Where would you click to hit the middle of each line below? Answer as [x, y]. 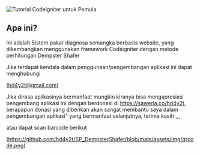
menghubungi [23, 73]
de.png [15, 145]
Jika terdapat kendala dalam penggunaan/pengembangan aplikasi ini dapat [99, 67]
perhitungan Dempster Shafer [43, 55]
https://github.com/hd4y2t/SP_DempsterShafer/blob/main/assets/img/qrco [101, 139]
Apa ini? [22, 28]
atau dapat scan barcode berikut [47, 127]
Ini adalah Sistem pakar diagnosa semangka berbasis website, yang [90, 43]
